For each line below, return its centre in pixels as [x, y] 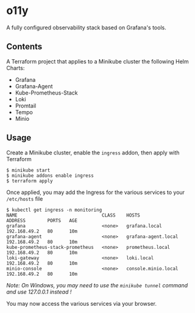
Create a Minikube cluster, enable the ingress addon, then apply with [93, 153]
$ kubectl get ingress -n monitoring [54, 210]
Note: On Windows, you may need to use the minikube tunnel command [97, 285]
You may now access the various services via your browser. [82, 303]
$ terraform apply [30, 181]
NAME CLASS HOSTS [73, 215]
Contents [24, 47]
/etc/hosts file [25, 198]
